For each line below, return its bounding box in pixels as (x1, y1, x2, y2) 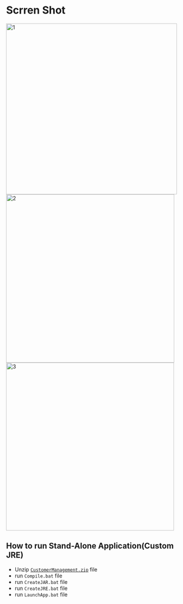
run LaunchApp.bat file (14, 590, 68, 598)
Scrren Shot (6, 4, 66, 17)
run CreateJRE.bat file (14, 585, 68, 592)
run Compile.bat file (14, 572, 63, 579)
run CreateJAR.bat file (14, 578, 68, 585)
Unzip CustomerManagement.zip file (14, 566, 98, 573)
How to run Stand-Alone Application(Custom (6, 541, 174, 551)
